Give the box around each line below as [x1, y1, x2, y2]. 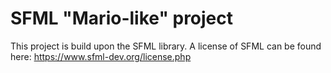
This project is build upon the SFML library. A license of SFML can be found [10, 40, 322, 52]
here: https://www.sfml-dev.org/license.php [10, 50, 192, 62]
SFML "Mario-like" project [10, 7, 234, 30]
